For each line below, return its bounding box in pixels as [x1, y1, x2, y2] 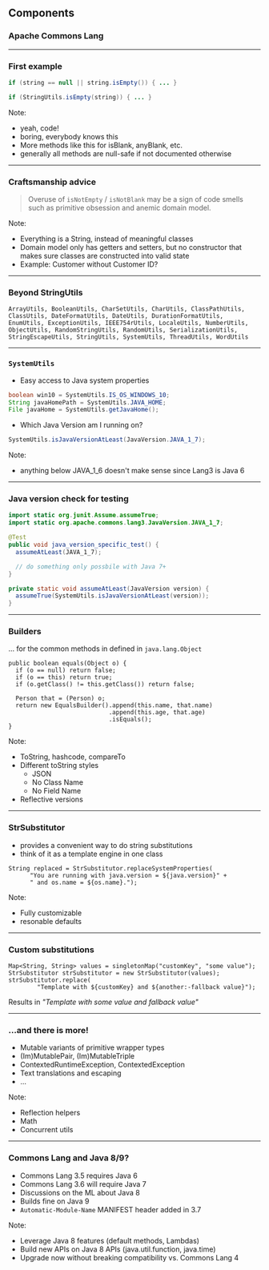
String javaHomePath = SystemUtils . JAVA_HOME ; [8, 398, 167, 407]
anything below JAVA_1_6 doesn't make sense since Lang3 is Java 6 [19, 466, 245, 476]
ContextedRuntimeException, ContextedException [19, 1060, 186, 1070]
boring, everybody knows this [19, 131, 118, 141]
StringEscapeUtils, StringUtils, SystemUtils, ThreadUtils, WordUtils [8, 333, 249, 341]
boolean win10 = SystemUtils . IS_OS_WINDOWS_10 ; [8, 391, 171, 399]
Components [8, 6, 74, 20]
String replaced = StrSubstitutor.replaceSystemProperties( [8, 864, 214, 872]
